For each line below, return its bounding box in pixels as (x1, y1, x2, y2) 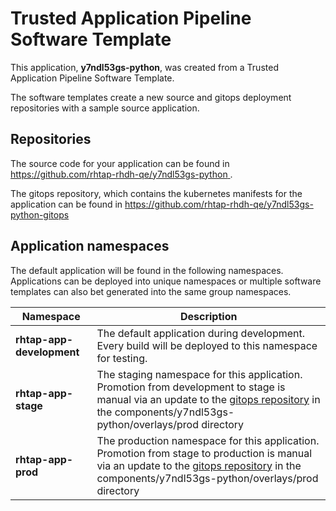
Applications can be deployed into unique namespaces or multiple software (10, 275, 322, 287)
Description (179, 309, 238, 323)
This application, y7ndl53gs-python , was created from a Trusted (10, 61, 279, 73)
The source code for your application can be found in (10, 157, 230, 169)
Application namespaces (10, 238, 170, 255)
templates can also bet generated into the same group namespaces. (10, 285, 292, 297)
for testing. (96, 351, 148, 365)
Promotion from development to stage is (96, 380, 286, 394)
